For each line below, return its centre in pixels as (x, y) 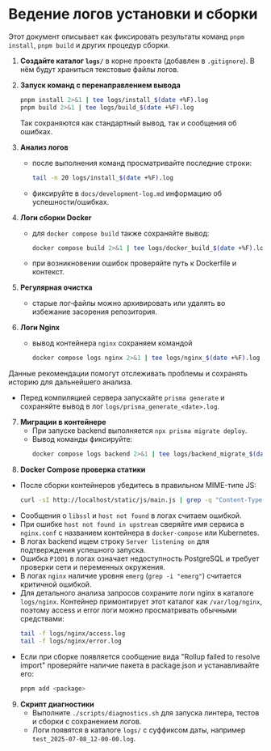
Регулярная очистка (56, 287)
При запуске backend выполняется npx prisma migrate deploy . (140, 431)
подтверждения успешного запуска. (83, 550)
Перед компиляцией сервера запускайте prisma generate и (122, 398)
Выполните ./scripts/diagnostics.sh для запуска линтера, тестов (146, 712)
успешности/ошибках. (71, 202)
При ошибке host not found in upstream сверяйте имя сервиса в (132, 524)
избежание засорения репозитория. (94, 312)
